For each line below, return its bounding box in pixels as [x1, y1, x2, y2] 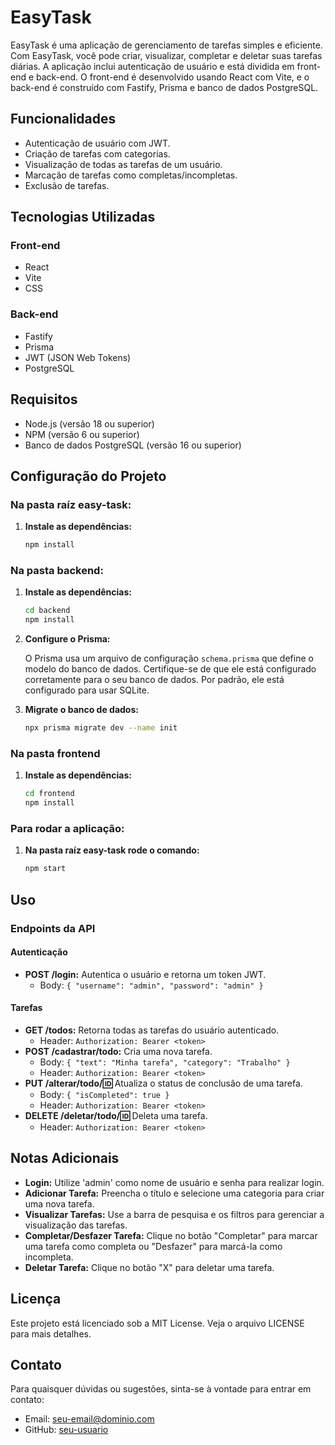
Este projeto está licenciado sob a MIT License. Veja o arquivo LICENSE [10, 1317, 305, 1329]
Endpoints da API [10, 921, 96, 935]
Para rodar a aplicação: [10, 822, 125, 835]
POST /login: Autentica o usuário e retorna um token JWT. [24, 968, 267, 980]
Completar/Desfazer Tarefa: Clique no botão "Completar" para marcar [24, 1229, 318, 1241]
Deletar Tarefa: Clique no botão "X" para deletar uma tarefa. [24, 1261, 275, 1273]
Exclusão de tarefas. [24, 179, 110, 191]
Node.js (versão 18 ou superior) [24, 417, 155, 430]
